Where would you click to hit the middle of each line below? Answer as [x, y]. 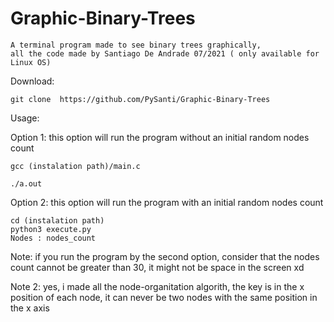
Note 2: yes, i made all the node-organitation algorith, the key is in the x [157, 286]
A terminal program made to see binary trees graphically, [136, 45]
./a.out [26, 183]
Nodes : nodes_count [53, 238]
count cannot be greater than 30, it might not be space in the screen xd [157, 267]
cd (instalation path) [57, 220]
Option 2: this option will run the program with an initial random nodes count [167, 202]
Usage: [25, 118]
